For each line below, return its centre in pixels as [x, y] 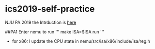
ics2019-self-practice [50, 9]
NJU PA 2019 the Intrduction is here [41, 22]
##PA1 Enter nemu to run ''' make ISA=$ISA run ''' [55, 32]
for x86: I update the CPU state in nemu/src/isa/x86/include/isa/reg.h [81, 41]
